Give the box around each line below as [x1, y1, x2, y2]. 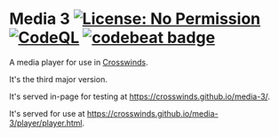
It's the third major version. [9, 73, 108, 84]
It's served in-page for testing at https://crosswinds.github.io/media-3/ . [9, 91, 271, 102]
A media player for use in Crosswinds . [9, 57, 148, 67]
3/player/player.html [9, 118, 83, 128]
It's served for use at [9, 108, 85, 118]
